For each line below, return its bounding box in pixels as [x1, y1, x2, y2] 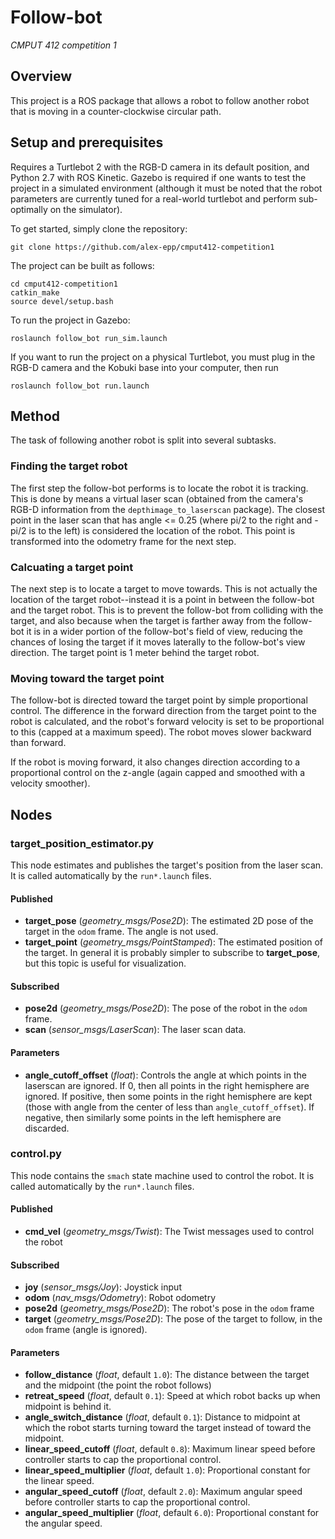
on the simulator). [49, 203, 123, 215]
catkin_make [10, 287, 60, 298]
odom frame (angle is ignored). [24, 1324, 148, 1336]
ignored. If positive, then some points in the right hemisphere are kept [24, 1090, 313, 1102]
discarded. [24, 1122, 70, 1134]
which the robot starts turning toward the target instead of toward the [24, 1422, 312, 1434]
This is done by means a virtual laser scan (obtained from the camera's [10, 492, 304, 505]
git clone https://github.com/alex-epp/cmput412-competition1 [10, 242, 275, 252]
